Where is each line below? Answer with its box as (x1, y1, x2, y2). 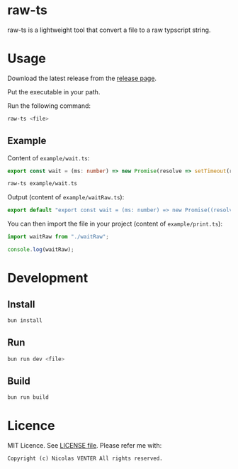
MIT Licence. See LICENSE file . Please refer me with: (7, 441, 162, 450)
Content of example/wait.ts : (7, 153, 90, 162)
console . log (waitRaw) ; (7, 246, 74, 253)
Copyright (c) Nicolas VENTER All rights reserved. (7, 455, 163, 463)
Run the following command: (7, 101, 91, 110)
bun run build (7, 394, 50, 401)
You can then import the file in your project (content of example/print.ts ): (7, 219, 223, 228)
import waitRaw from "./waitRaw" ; (7, 233, 110, 241)
